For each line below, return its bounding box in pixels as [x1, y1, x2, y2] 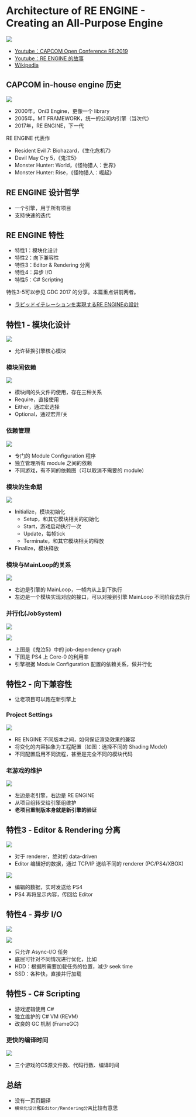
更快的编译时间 [6, 1036, 49, 1044]
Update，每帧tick [23, 530, 66, 537]
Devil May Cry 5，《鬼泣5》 [14, 154, 80, 161]
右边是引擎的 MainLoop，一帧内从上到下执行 [14, 586, 123, 593]
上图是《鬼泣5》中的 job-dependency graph [14, 646, 121, 653]
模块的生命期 [6, 482, 43, 491]
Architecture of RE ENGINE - [6, 4, 146, 18]
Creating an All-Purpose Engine [6, 16, 163, 30]
